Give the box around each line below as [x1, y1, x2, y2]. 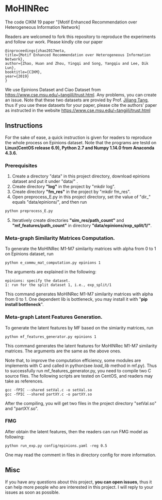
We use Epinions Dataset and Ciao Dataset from [5, 86, 101, 93]
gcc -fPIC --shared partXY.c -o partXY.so [5, 392, 92, 397]
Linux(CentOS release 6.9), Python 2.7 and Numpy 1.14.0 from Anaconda [5, 145, 155, 151]
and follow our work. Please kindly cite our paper [5, 38, 103, 44]
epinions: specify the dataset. [5, 278, 70, 283]
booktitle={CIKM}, [5, 69, 42, 75]
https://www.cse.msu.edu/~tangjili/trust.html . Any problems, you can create [5, 92, 157, 97]
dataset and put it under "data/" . [12, 178, 79, 184]
